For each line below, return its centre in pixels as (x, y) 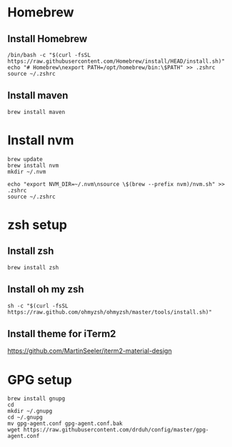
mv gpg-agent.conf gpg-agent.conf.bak (65, 424)
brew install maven (36, 112)
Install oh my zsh (46, 289)
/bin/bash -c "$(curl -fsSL (49, 55)
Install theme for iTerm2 (62, 333)
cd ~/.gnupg (25, 418)
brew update (25, 159)
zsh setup (37, 225)
